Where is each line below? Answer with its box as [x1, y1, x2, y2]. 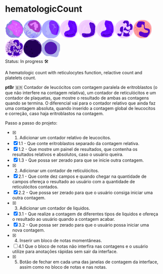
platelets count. [5, 75, 37, 81]
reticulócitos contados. [12, 184, 59, 190]
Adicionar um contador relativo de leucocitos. [19, 134, 111, 140]
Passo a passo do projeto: [5, 120, 58, 126]
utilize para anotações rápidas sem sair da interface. [12, 248, 118, 254]
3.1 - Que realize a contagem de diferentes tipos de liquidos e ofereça [18, 211, 159, 217]
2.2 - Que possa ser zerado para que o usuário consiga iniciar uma [18, 190, 153, 195]
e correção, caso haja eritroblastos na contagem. [5, 110, 104, 116]
